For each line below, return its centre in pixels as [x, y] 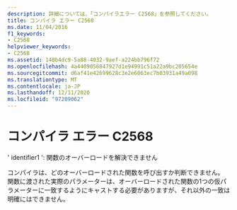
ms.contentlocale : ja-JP [44, 86]
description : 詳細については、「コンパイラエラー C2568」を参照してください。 [110, 14]
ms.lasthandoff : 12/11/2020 [49, 93]
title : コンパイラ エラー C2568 [51, 21]
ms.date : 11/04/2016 [38, 27]
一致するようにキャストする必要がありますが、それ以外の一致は [137, 190]
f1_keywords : [27, 34]
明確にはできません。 [38, 199]
